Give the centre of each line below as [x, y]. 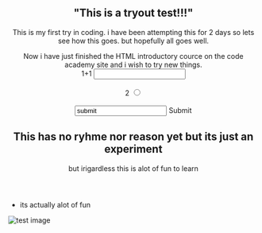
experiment [133, 149]
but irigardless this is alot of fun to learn [133, 168]
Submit [180, 110]
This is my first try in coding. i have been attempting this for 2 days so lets [133, 32]
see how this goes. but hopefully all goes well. [133, 41]
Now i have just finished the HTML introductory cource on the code [133, 56]
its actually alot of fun [55, 204]
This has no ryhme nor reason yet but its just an [133, 137]
